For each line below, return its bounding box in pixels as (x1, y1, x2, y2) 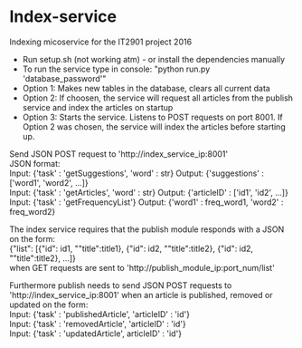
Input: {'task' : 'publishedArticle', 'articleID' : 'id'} (9, 308, 190, 319)
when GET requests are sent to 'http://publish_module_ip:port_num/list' (9, 262, 276, 273)
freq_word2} (9, 206, 56, 217)
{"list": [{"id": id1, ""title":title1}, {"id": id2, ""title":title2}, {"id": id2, (9, 243, 254, 254)
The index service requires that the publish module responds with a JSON (9, 224, 285, 235)
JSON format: (9, 158, 61, 169)
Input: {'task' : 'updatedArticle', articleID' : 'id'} (9, 328, 183, 339)
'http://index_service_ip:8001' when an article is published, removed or (9, 289, 273, 300)
